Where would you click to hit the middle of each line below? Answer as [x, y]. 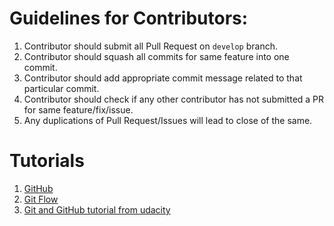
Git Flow [41, 199]
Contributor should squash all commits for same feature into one [156, 56]
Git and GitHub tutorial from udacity [97, 209]
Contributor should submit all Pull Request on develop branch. [150, 46]
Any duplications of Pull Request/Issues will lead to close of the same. [168, 120]
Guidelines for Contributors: [129, 18]
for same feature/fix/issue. [78, 109]
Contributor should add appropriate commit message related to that [163, 78]
